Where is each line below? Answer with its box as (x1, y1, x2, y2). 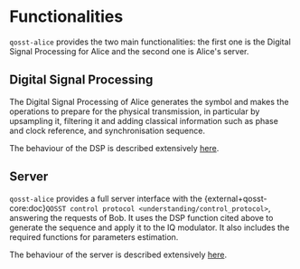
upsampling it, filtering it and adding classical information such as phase (9, 115, 278, 126)
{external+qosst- (204, 193, 267, 204)
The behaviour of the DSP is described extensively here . (9, 142, 220, 153)
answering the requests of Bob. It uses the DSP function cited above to (9, 212, 274, 223)
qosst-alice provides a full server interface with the (9, 193, 203, 204)
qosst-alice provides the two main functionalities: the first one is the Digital (9, 36, 291, 47)
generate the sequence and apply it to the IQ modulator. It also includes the (9, 222, 290, 233)
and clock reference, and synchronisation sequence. (9, 125, 206, 136)
